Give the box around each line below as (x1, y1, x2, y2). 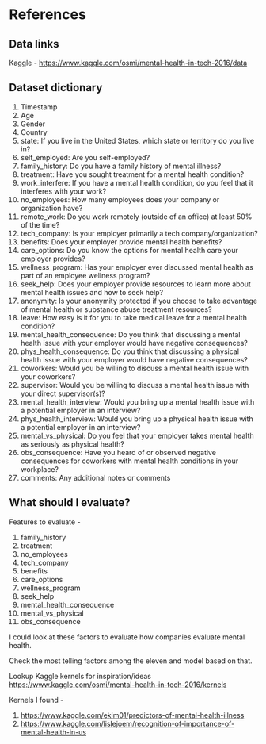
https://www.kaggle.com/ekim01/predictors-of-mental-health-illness (20, 710, 245, 719)
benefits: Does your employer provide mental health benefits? (20, 236, 222, 247)
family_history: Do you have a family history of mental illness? (20, 161, 222, 171)
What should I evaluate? (9, 496, 131, 509)
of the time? (20, 220, 60, 229)
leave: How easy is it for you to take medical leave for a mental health (20, 313, 248, 322)
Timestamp (20, 102, 58, 112)
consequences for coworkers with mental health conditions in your (20, 456, 239, 466)
